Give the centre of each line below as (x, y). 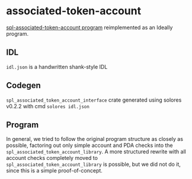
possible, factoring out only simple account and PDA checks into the (89, 145)
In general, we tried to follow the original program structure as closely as (95, 139)
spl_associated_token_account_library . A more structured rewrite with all (96, 152)
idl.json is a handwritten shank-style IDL (57, 67)
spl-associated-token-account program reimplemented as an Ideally (89, 27)
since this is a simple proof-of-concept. (54, 171)
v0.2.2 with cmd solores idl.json (48, 106)
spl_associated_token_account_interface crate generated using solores (94, 100)
